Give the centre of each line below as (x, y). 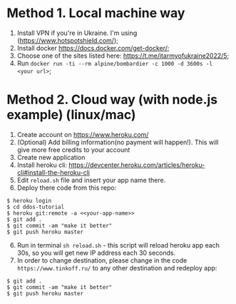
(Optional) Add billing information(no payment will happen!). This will (118, 142)
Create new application (51, 157)
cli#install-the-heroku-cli (53, 172)
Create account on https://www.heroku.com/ (83, 134)
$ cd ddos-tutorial (36, 207)
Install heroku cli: (42, 165)
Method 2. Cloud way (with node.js (112, 100)
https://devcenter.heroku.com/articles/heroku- (137, 165)
